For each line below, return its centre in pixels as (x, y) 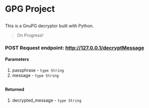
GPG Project (30, 9)
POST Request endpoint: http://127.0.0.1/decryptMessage (75, 48)
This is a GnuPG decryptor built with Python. (50, 26)
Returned (15, 90)
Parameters (17, 59)
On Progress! (30, 35)
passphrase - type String (38, 70)
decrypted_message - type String (47, 100)
